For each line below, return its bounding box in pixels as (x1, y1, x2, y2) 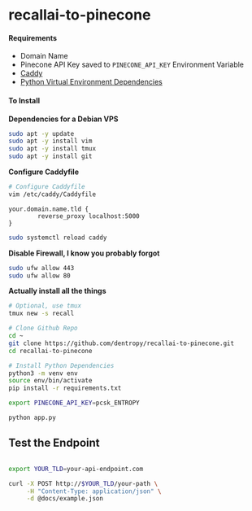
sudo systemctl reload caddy (8, 234, 107, 242)
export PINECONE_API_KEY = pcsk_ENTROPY (8, 399, 140, 408)
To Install (8, 95, 41, 105)
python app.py (8, 413, 57, 422)
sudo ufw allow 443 (8, 264, 75, 272)
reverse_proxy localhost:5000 (37, 212, 140, 221)
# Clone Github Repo (8, 324, 79, 333)
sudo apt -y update (8, 129, 75, 138)
